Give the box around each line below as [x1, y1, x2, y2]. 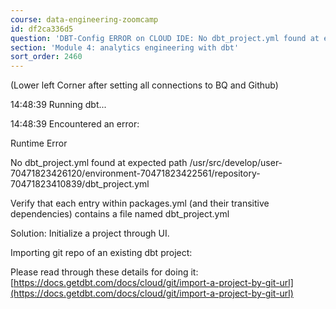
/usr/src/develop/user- [189, 157, 283, 169]
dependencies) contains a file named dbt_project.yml [10, 208, 230, 220]
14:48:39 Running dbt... [10, 99, 107, 111]
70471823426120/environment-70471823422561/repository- [10, 167, 261, 180]
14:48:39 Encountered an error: [10, 118, 140, 130]
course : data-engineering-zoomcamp [10, 14, 159, 25]
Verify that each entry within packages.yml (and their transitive [10, 197, 270, 210]
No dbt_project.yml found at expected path [10, 157, 188, 169]
